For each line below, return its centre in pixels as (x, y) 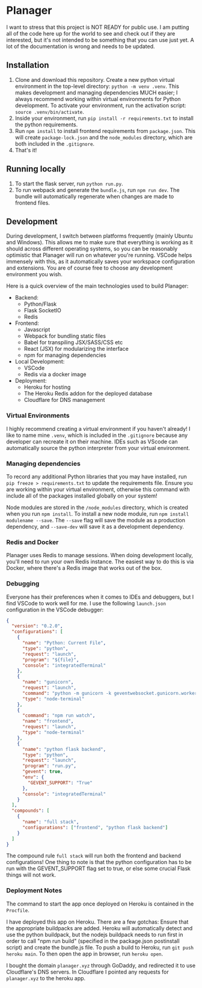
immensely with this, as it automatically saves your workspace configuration (101, 262)
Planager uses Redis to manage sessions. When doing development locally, (100, 555)
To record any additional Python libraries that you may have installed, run (97, 477)
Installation (28, 65)
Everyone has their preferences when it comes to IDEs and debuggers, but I (100, 597)
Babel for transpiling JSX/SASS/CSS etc (73, 342)
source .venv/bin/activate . (49, 111)
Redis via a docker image (55, 374)
